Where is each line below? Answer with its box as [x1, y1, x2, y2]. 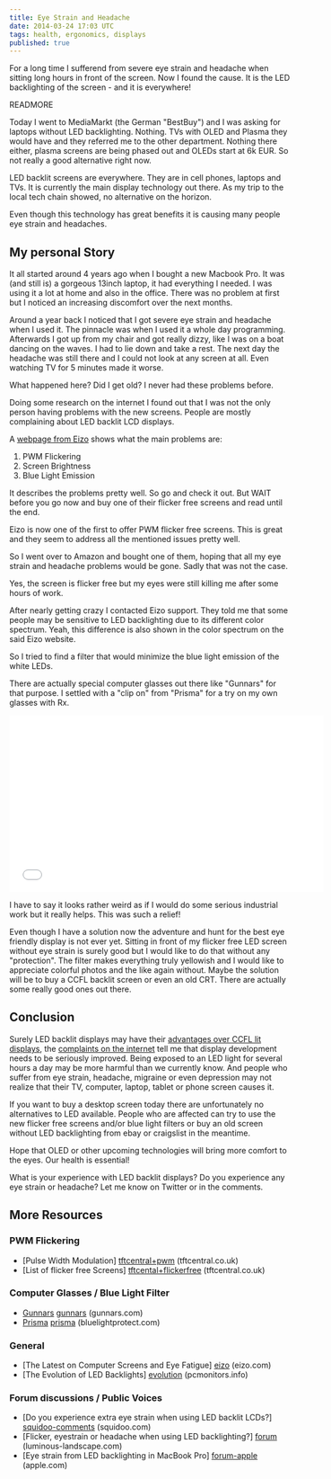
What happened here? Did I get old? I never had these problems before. [9, 379, 274, 391]
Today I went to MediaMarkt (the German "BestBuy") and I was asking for [9, 117, 281, 128]
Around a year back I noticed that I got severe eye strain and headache [9, 315, 272, 325]
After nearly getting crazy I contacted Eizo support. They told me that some [9, 605, 289, 616]
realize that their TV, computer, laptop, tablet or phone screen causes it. [9, 1081, 274, 1092]
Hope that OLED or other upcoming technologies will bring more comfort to [9, 1145, 287, 1155]
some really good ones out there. [9, 984, 132, 994]
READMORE [9, 100, 54, 111]
